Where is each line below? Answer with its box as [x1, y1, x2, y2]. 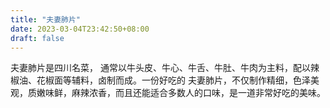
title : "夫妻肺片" [10, 14, 82, 25]
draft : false [10, 33, 65, 43]
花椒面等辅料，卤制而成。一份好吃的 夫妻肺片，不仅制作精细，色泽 [36, 74, 311, 86]
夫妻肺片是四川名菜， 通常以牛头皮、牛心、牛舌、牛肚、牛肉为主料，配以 [10, 62, 311, 74]
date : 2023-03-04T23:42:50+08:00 [10, 24, 150, 34]
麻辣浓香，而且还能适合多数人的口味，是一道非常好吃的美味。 [71, 87, 326, 99]
